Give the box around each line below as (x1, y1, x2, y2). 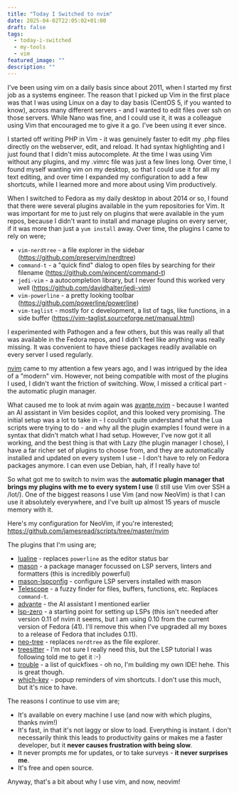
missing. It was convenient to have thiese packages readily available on (7, 343, 217, 351)
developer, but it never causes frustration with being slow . (17, 740, 193, 749)
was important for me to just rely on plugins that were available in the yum (7, 209, 224, 217)
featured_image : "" (7, 57, 65, 64)
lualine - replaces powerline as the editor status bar (17, 554, 169, 563)
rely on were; (7, 232, 46, 240)
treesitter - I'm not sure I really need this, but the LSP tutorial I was (17, 645, 212, 653)
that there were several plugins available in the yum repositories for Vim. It (7, 201, 225, 210)
